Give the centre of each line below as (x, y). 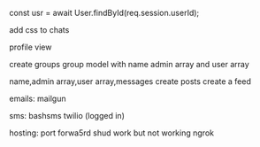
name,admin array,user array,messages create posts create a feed (130, 81)
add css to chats (39, 30)
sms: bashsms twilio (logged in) (67, 116)
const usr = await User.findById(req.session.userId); (104, 13)
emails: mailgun (38, 98)
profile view (31, 47)
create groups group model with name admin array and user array (129, 64)
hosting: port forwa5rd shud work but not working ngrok (112, 133)
